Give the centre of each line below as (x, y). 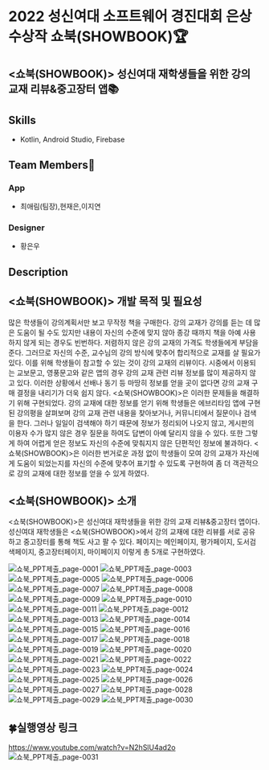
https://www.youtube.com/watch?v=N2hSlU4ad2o (92, 747)
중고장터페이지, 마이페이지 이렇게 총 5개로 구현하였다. (122, 552)
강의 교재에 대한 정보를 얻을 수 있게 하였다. (83, 473)
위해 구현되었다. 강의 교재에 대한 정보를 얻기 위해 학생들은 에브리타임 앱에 (131, 402)
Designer (27, 228)
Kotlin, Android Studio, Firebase (72, 140)
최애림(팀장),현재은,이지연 (60, 207)
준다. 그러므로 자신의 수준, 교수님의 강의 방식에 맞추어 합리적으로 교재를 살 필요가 (134, 352)
